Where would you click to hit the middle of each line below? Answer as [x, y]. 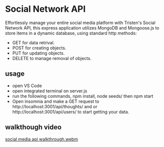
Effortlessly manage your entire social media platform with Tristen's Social [80, 23]
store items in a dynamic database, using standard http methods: [71, 33]
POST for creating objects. [39, 48]
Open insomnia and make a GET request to [56, 101]
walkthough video [33, 127]
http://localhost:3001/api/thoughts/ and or [55, 106]
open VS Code [27, 86]
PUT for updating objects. [38, 53]
